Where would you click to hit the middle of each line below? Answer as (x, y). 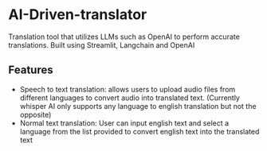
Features (31, 70)
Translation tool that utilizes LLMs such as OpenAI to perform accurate (124, 37)
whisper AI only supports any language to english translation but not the (138, 106)
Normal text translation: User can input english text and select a (124, 123)
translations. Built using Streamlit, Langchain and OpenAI (102, 45)
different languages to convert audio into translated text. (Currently (130, 98)
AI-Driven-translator (78, 15)
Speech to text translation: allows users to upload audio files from (128, 89)
